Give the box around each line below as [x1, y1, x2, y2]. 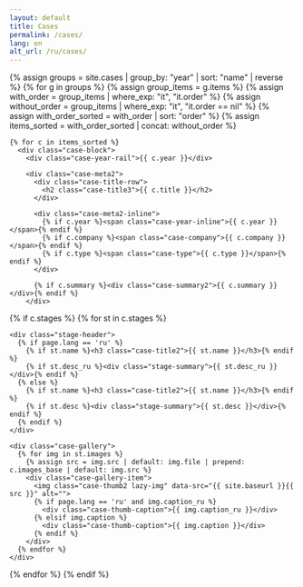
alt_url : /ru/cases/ [9, 47, 88, 56]
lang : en [9, 38, 43, 48]
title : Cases [9, 22, 59, 31]
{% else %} [17, 378, 59, 387]
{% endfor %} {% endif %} [9, 569, 110, 580]
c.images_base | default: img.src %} [9, 465, 152, 475]
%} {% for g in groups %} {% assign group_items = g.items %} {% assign [9, 82, 284, 93]
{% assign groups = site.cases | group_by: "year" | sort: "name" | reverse [9, 72, 284, 83]
